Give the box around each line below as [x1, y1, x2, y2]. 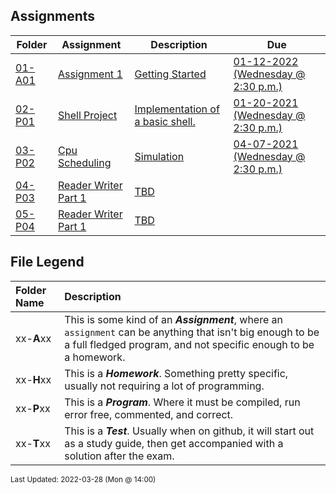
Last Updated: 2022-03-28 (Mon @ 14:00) [10, 474, 157, 484]
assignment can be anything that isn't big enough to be [64, 325, 320, 339]
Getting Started [134, 67, 207, 81]
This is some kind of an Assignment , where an [64, 312, 283, 326]
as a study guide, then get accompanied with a [64, 436, 284, 450]
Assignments [10, 8, 96, 25]
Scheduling [57, 155, 112, 169]
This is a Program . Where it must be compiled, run [64, 395, 301, 409]
